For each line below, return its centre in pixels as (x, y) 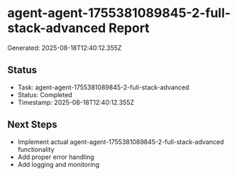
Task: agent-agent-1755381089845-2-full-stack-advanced (103, 87)
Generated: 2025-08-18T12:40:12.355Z (65, 48)
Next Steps (32, 125)
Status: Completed (45, 94)
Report (129, 28)
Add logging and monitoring (59, 164)
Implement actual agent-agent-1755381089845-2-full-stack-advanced (121, 142)
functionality (36, 149)
